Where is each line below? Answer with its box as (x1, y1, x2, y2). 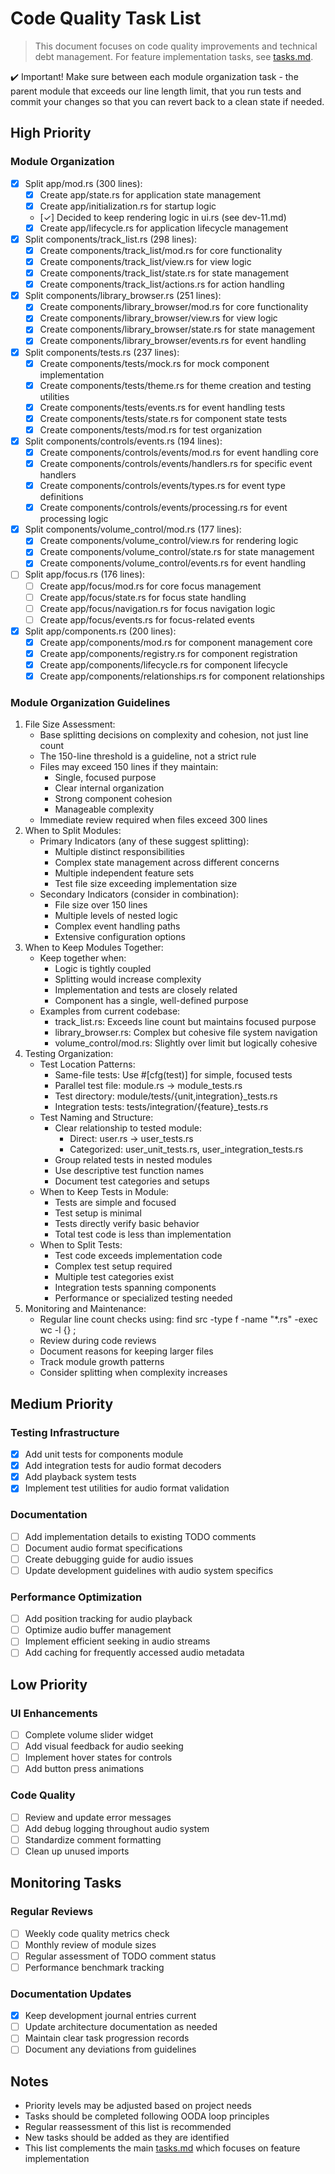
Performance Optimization (10, 1590, 143, 1604)
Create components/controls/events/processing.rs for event (39, 502, 288, 514)
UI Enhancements (10, 1706, 98, 1720)
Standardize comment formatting (24, 1833, 162, 1846)
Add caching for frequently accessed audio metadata (24, 1647, 245, 1659)
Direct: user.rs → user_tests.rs (69, 1133, 194, 1145)
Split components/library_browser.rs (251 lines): (24, 290, 222, 302)
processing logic (39, 513, 109, 525)
